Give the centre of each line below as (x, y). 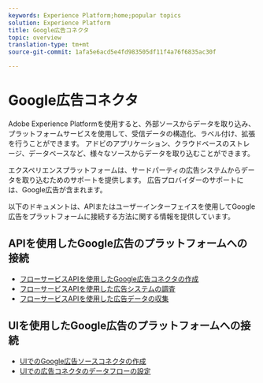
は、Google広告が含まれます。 (57, 189)
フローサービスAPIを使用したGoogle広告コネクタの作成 (109, 279)
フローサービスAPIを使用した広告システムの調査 (97, 288)
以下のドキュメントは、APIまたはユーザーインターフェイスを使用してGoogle (132, 206)
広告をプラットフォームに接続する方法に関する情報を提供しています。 (121, 216)
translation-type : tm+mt (49, 45)
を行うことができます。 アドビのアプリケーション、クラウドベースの (119, 143)
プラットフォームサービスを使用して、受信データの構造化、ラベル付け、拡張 (132, 133)
